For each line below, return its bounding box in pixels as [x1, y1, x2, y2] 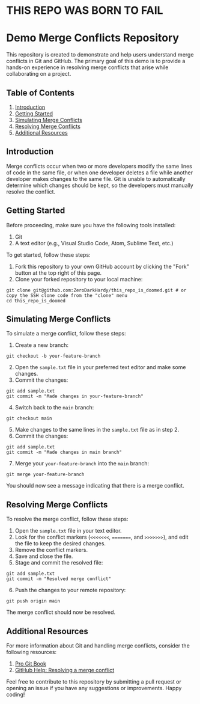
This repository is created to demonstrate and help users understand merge [6, 51, 194, 58]
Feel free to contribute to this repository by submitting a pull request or [6, 678, 181, 685]
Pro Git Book [14, 660, 47, 667]
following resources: [6, 649, 57, 655]
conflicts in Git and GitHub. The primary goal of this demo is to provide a [6, 58, 186, 65]
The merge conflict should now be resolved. [6, 608, 116, 616]
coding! [6, 691, 25, 698]
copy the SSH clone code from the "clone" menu [6, 292, 128, 298]
